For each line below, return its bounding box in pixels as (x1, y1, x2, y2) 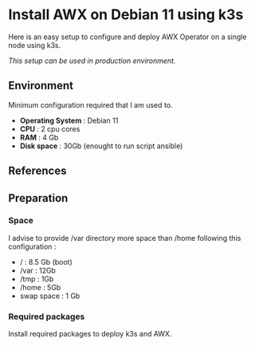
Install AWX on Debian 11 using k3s (8, 6, 244, 24)
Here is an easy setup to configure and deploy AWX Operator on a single (8, 32, 247, 41)
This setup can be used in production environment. (8, 56, 176, 65)
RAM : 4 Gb (19, 132, 59, 142)
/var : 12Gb (19, 265, 56, 275)
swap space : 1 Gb (19, 291, 80, 301)
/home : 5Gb (19, 282, 61, 292)
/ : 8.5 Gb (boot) (19, 257, 73, 266)
